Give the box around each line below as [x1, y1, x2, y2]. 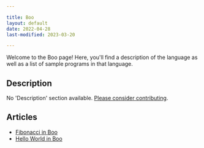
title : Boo [6, 14, 34, 20]
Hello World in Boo [15, 134, 62, 142]
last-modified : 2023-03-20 [6, 31, 75, 37]
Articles [6, 112, 38, 123]
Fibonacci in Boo [15, 128, 58, 136]
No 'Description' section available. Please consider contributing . [6, 95, 168, 102]
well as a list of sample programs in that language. [6, 60, 134, 68]
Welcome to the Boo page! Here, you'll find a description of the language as [6, 53, 198, 61]
